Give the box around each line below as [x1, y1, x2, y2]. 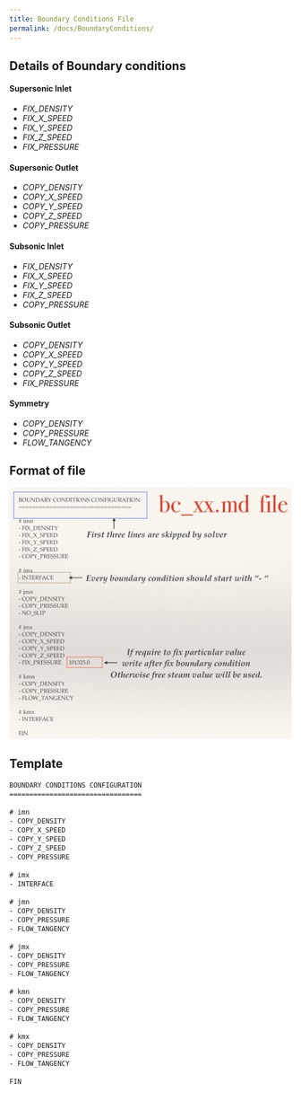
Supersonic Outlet [9, 162, 79, 172]
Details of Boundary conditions [9, 58, 186, 74]
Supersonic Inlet [9, 84, 73, 94]
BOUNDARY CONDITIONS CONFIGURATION [9, 781, 142, 790]
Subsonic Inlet [9, 241, 64, 251]
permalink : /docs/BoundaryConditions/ [9, 23, 154, 33]
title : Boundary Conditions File [9, 14, 134, 23]
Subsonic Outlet [9, 320, 72, 331]
